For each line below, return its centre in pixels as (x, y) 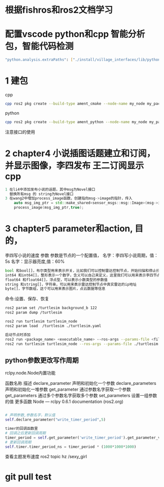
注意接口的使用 (20, 132)
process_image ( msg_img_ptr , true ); (49, 208)
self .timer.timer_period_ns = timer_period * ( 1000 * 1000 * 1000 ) (71, 447)
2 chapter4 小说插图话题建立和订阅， (80, 153)
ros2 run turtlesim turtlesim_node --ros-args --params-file (69, 344)
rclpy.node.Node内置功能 (31, 373)
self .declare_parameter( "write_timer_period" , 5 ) (55, 420)
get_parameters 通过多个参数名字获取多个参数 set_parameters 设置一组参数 (81, 396)
